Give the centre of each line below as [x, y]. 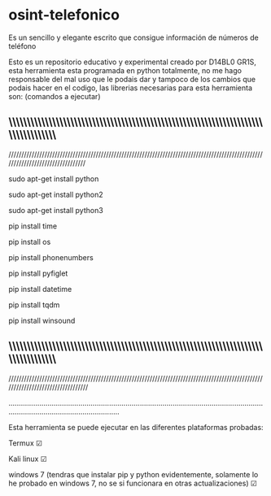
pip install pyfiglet [38, 273]
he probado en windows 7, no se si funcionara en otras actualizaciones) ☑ [133, 483]
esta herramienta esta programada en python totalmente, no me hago [125, 70]
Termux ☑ [26, 443]
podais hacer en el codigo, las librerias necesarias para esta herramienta [131, 88]
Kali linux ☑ [28, 459]
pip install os [30, 241]
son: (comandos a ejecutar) [55, 96]
